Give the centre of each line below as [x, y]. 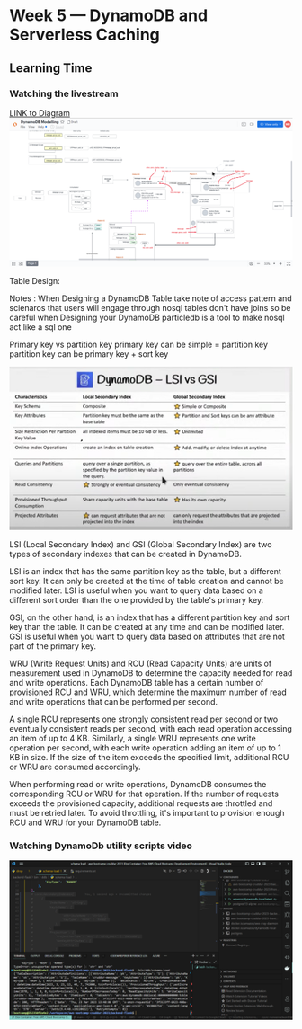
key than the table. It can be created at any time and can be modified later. [147, 627]
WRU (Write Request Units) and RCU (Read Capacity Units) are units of [141, 664]
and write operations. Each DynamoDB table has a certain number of [137, 683]
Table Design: [35, 281]
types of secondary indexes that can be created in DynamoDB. [126, 554]
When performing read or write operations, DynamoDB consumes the [138, 785]
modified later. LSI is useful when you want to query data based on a [136, 590]
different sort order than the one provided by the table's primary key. [136, 600]
